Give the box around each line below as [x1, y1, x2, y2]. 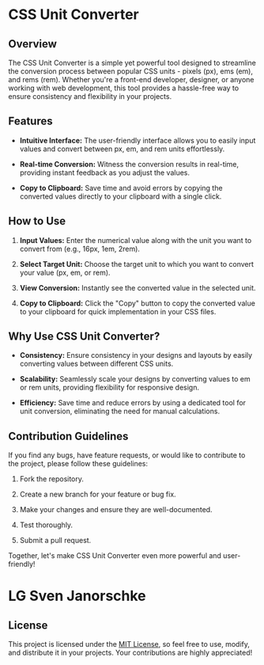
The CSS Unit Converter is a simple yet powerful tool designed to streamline [8, 58, 257, 67]
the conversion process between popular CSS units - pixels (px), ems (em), [8, 66, 253, 76]
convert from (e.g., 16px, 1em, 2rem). [19, 244, 141, 253]
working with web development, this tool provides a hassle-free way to [8, 83, 239, 93]
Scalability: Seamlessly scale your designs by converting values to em [19, 374, 251, 384]
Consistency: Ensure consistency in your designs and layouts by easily [19, 351, 253, 360]
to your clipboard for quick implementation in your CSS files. [19, 306, 217, 316]
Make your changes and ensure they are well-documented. [19, 505, 213, 515]
